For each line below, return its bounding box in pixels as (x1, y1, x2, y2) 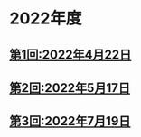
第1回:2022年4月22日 (9, 47, 132, 62)
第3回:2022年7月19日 (9, 114, 131, 129)
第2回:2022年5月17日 (9, 80, 131, 96)
